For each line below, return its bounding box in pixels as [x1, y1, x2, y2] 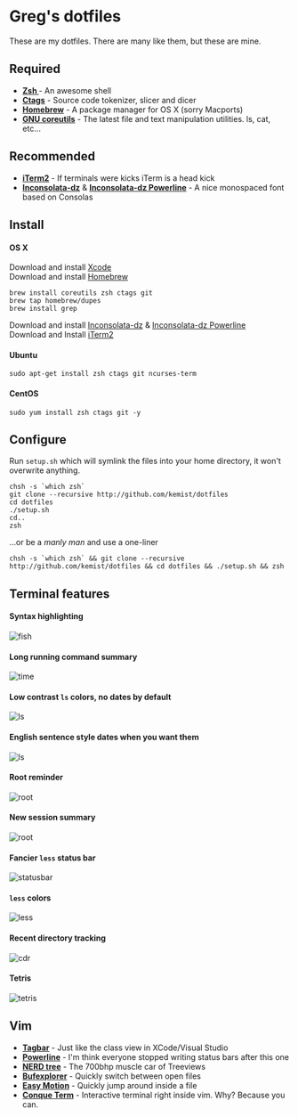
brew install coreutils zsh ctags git [9, 289, 153, 298]
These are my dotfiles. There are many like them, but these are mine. [9, 36, 262, 46]
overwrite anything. [9, 465, 81, 476]
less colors [9, 893, 52, 903]
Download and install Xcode [9, 262, 112, 273]
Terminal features [9, 586, 110, 601]
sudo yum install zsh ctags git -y [9, 408, 141, 417]
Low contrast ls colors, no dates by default [9, 691, 172, 702]
